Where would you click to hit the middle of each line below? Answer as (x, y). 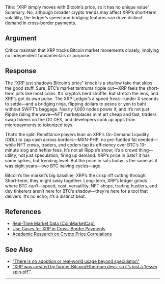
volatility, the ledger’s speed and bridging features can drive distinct (74, 18)
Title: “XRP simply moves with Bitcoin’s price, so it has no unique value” (77, 7)
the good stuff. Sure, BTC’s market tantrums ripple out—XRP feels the (75, 88)
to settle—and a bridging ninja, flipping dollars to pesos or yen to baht (76, 104)
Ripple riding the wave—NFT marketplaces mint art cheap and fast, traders (81, 114)
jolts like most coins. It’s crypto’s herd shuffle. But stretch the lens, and (87, 93)
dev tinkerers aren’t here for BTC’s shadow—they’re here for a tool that (77, 191)
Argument (21, 38)
